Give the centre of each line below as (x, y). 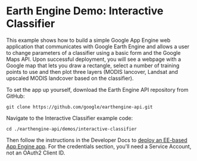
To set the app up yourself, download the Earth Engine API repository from (97, 89)
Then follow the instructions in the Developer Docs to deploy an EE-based (97, 140)
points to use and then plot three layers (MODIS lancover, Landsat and (92, 72)
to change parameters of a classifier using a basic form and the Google (93, 52)
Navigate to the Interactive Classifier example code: (70, 118)
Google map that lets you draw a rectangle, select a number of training (93, 65)
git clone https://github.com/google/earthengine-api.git (79, 107)
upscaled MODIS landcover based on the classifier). (70, 78)
